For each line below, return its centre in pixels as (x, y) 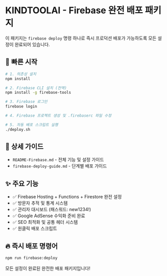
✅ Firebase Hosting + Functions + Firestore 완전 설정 (67, 197)
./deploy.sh (18, 129)
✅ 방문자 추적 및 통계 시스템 (40, 203)
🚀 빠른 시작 (22, 62)
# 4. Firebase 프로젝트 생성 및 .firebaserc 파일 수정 (58, 116)
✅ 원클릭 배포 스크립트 (35, 228)
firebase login (21, 107)
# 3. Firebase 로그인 (27, 102)
